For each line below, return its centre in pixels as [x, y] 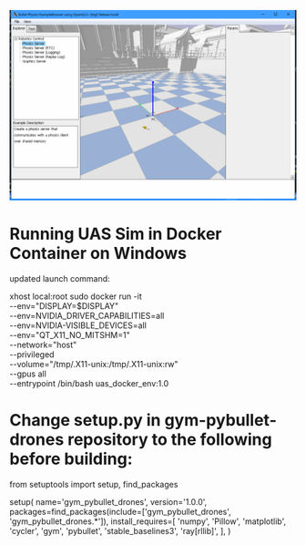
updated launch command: [60, 278]
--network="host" [43, 344]
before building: [71, 459]
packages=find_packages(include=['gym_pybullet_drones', [121, 511]
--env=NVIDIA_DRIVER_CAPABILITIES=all [87, 315]
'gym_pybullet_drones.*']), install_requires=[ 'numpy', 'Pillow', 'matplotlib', [148, 521]
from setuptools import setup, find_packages [94, 484]
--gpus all [28, 374]
